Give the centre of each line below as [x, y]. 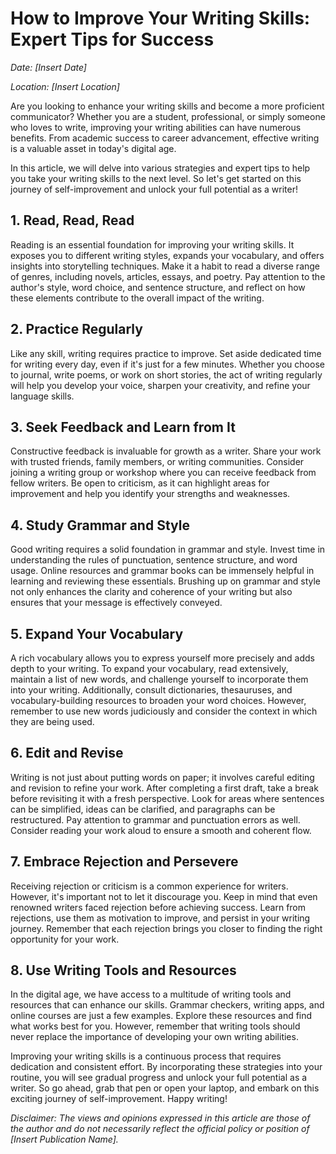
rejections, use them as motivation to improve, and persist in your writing [160, 918]
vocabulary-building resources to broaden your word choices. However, [158, 700]
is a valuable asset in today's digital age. [93, 148]
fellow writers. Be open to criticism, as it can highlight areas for [140, 483]
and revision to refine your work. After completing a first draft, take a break [164, 788]
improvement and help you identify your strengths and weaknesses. [150, 494]
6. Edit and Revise [67, 753]
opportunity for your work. [65, 939]
